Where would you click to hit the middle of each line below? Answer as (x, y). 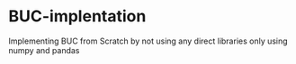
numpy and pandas (44, 50)
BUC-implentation (77, 16)
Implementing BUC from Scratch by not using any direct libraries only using (148, 41)
